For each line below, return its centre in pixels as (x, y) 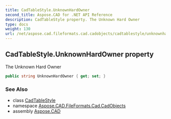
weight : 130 (18, 29)
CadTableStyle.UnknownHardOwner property (80, 54)
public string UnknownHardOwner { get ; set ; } (55, 76)
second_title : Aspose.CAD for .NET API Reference (59, 15)
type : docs (17, 24)
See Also (17, 89)
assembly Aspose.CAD (37, 111)
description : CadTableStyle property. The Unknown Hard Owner (73, 19)
